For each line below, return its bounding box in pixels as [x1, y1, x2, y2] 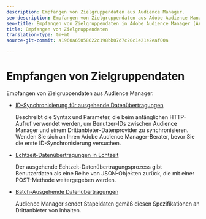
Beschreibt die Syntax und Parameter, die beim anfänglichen [15, 113, 169, 120]
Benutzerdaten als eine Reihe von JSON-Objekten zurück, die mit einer [15, 169, 195, 177]
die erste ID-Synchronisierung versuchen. [15, 139, 121, 147]
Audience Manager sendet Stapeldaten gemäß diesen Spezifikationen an [15, 200, 200, 207]
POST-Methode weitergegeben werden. [15, 176, 116, 183]
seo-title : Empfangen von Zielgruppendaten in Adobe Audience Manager [6, 20, 191, 26]
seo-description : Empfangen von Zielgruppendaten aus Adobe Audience [6, 15, 188, 21]
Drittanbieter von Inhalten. [15, 206, 82, 213]
